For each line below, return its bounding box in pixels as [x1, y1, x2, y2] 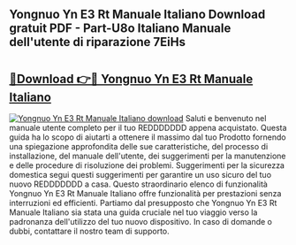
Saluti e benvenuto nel [185, 113, 267, 123]
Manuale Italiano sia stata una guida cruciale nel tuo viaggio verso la [9, 207, 258, 218]
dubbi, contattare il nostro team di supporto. [9, 226, 170, 236]
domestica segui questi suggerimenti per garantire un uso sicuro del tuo [9, 170, 272, 180]
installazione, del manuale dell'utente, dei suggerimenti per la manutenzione [9, 150, 286, 161]
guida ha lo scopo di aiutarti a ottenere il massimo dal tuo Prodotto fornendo [9, 132, 286, 142]
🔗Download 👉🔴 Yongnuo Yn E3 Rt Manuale [9, 71, 254, 87]
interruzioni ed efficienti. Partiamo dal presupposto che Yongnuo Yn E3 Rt [9, 198, 277, 208]
